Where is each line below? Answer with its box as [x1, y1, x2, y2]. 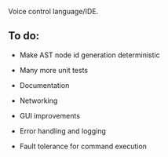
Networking [19, 96, 58, 105]
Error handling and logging [19, 126, 106, 136]
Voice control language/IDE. [8, 7, 99, 16]
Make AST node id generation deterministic [19, 50, 160, 60]
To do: [8, 29, 40, 42]
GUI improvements [19, 111, 81, 120]
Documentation [19, 80, 70, 89]
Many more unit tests [19, 65, 89, 75]
